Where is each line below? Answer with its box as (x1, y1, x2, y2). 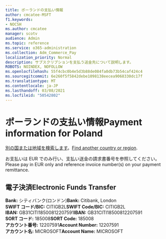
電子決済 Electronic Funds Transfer (5, 183, 116, 192)
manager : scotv (5, 31, 38, 36)
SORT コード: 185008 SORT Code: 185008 (5, 216, 94, 222)
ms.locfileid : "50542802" (5, 93, 60, 98)
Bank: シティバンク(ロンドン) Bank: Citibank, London (5, 197, 116, 204)
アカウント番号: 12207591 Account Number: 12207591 (5, 222, 119, 228)
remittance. (5, 167, 30, 173)
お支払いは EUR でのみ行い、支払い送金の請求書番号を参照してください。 (5, 156, 160, 162)
